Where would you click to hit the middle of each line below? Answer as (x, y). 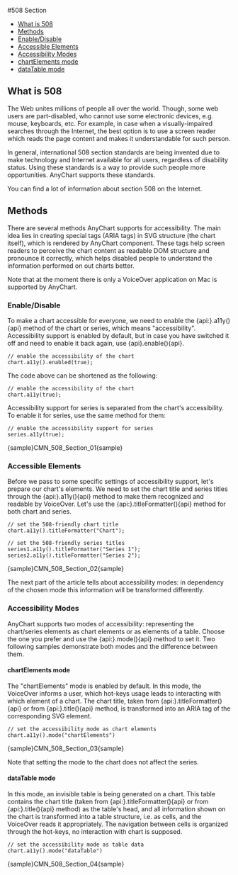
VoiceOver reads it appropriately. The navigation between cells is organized (118, 824)
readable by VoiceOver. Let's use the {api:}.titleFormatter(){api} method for (117, 504)
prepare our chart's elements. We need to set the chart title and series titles (118, 489)
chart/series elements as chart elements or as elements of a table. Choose (116, 631)
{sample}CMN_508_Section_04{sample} (66, 864)
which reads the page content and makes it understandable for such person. (119, 138)
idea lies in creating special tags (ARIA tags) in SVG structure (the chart (112, 235)
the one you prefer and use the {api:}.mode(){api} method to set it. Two (112, 639)
